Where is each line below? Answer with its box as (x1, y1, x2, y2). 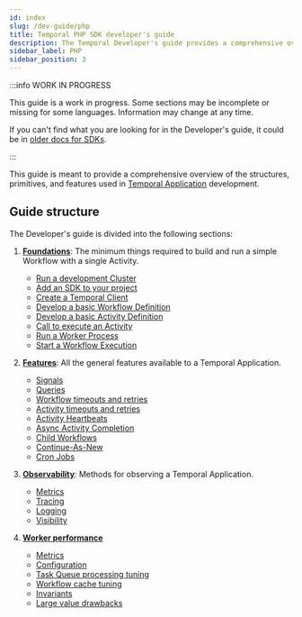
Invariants (35, 587, 73, 599)
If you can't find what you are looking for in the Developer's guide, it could (9, 124, 285, 135)
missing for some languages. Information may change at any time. (9, 107, 254, 117)
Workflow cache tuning (35, 578, 123, 589)
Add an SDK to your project (35, 282, 138, 293)
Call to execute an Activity (35, 321, 133, 331)
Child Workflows (35, 431, 97, 442)
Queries (35, 384, 66, 395)
